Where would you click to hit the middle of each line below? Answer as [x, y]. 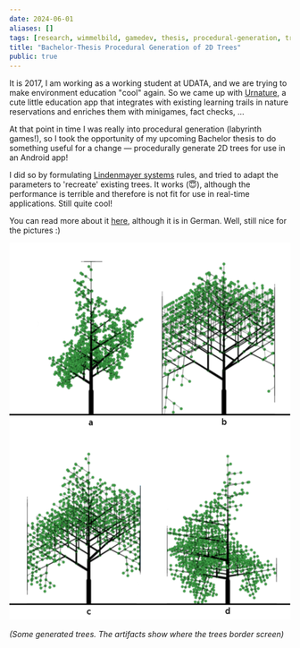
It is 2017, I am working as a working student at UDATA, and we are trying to [148, 83]
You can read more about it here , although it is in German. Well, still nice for [148, 221]
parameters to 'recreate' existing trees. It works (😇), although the [130, 184]
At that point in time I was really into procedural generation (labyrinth [135, 129]
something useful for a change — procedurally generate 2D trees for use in [147, 149]
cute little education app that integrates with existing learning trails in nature [149, 102]
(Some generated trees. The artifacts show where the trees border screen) [146, 635]
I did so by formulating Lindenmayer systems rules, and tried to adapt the [144, 175]
